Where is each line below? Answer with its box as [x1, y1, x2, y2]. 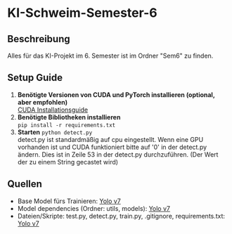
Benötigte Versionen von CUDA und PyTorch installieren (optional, [17, 90, 215, 99]
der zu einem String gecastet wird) [17, 157, 118, 166]
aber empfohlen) [17, 98, 68, 106]
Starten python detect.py [17, 128, 93, 136]
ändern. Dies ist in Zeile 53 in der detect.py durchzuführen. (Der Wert [17, 150, 219, 159]
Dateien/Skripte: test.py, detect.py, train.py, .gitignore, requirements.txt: [17, 212, 226, 220]
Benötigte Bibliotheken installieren [17, 112, 121, 121]
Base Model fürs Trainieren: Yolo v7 [17, 197, 121, 205]
